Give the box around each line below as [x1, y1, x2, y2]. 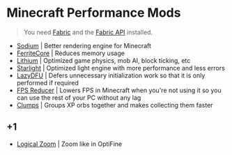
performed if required [16, 78, 79, 87]
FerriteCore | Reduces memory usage [16, 49, 125, 57]
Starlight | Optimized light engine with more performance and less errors [16, 64, 226, 72]
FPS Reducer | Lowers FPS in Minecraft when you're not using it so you [16, 86, 222, 94]
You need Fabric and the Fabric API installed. [23, 28, 153, 36]
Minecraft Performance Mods [6, 5, 181, 21]
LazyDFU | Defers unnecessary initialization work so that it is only [16, 71, 206, 80]
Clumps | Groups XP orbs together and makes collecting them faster [16, 101, 213, 109]
